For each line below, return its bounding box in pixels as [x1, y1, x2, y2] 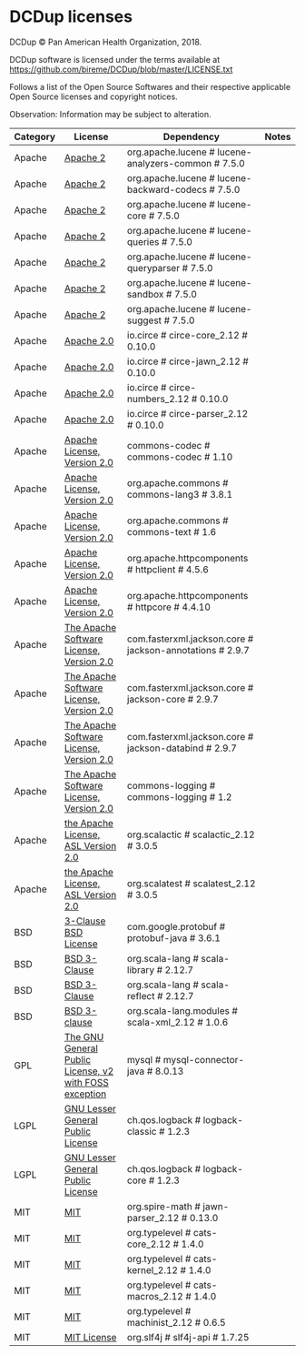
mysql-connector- [162, 1053, 245, 1066]
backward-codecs [126, 183, 207, 196]
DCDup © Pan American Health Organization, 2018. [9, 36, 202, 47]
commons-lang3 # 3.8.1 [126, 488, 233, 501]
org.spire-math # [126, 1199, 202, 1212]
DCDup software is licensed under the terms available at [9, 54, 221, 65]
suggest [126, 314, 162, 327]
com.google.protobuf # [126, 920, 226, 933]
